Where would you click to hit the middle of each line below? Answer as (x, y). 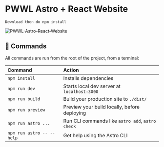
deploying (75, 113)
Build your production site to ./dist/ (105, 99)
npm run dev (21, 88)
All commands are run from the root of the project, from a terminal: (72, 58)
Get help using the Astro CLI (95, 135)
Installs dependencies (88, 78)
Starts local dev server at (92, 86)
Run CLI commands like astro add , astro (110, 121)
